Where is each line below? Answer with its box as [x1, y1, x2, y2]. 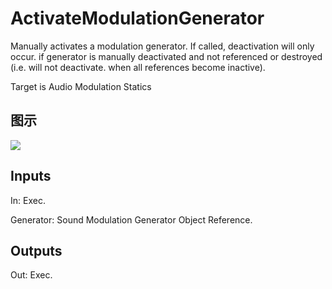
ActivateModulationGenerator [10, 7, 265, 30]
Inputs [10, 168, 52, 185]
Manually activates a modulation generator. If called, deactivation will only [10, 40, 315, 52]
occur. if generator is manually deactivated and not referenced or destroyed [10, 50, 323, 62]
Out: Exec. [10, 269, 53, 281]
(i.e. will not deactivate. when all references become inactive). [10, 61, 266, 73]
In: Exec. [10, 194, 46, 206]
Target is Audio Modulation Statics [10, 80, 152, 92]
